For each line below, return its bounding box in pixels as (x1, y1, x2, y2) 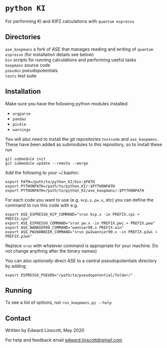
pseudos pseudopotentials (5, 67, 58, 73)
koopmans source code (5, 62, 50, 68)
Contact (5, 314, 31, 322)
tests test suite (5, 73, 36, 79)
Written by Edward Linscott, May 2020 (5, 327, 84, 333)
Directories (5, 33, 41, 41)
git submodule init (5, 156, 46, 161)
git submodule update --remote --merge (5, 160, 88, 166)
